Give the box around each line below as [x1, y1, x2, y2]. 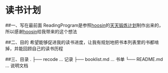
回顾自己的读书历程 [22, 45, 63, 51]
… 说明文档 [5, 62, 29, 68]
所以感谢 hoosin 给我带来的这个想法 [5, 28, 78, 34]
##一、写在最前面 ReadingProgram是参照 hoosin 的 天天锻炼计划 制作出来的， [5, 22, 163, 28]
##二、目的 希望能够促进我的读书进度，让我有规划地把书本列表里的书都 [5, 39, 155, 45]
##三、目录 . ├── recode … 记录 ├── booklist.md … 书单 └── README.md [5, 56, 163, 62]
